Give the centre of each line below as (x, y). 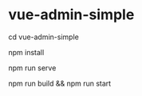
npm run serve (32, 68)
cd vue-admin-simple (44, 37)
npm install (26, 52)
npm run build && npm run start (60, 83)
